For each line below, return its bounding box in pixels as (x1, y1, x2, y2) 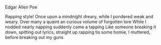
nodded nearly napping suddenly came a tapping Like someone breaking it (5, 24, 157, 30)
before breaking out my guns (5, 34, 64, 40)
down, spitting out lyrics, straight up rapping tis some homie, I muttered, (5, 29, 151, 35)
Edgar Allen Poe (5, 4, 38, 10)
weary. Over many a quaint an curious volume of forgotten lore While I (5, 19, 147, 24)
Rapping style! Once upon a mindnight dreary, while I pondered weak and (5, 14, 153, 19)
